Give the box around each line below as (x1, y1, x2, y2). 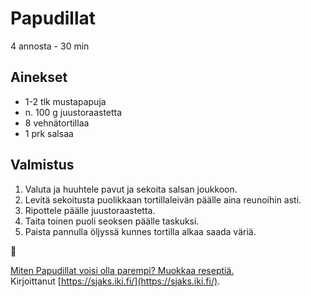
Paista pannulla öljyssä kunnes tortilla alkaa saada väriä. (24, 225, 257, 237)
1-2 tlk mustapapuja (24, 95, 107, 107)
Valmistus (10, 157, 75, 174)
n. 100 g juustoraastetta (24, 106, 123, 118)
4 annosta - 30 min (10, 40, 90, 52)
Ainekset (10, 69, 68, 86)
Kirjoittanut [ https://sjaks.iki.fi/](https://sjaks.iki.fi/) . (10, 275, 221, 287)
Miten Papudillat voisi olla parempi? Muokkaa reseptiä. (10, 264, 235, 276)
